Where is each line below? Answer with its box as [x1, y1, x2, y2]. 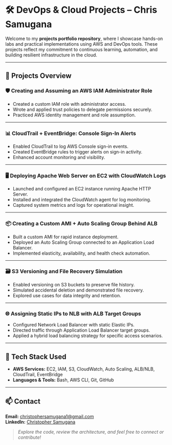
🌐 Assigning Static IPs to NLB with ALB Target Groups [5, 310, 141, 317]
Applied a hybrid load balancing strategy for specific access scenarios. [12, 333, 163, 339]
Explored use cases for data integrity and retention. [12, 292, 121, 298]
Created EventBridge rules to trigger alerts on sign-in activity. [12, 148, 142, 154]
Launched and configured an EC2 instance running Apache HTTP [12, 186, 151, 192]
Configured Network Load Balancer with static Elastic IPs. [12, 322, 135, 328]
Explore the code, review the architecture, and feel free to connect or [17, 429, 164, 435]
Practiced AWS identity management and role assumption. [12, 111, 136, 118]
